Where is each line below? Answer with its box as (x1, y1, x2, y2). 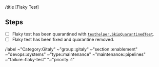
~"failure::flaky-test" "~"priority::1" (5, 56, 75, 62)
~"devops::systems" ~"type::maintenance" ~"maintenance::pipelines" (5, 51, 146, 57)
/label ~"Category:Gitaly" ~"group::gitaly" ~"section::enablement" (5, 46, 138, 52)
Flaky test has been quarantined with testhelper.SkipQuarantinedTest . (12, 31, 155, 37)
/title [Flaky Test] (5, 4, 39, 10)
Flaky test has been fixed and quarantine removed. (12, 36, 115, 42)
